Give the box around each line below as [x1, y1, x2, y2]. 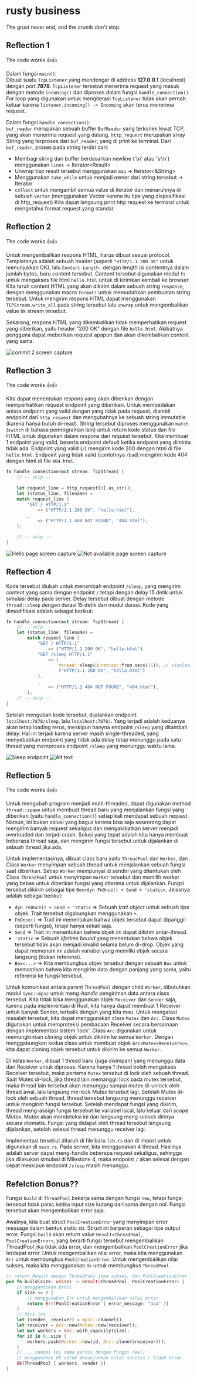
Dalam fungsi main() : [6, 70, 57, 77]
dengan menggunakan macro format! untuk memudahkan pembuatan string [6, 288, 191, 295]
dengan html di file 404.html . [6, 457, 75, 464]
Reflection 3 [6, 365, 52, 376]
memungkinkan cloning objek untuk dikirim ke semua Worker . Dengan [6, 1033, 174, 1041]
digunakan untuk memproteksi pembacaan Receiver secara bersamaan [6, 1021, 178, 1028]
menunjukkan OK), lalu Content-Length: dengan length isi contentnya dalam [6, 264, 189, 271]
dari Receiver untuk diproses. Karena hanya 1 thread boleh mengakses [6, 1063, 176, 1070]
